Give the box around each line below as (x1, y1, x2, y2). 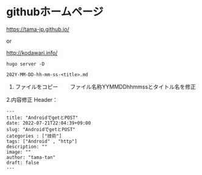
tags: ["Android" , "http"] (6, 138, 78, 145)
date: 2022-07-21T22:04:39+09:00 (6, 120, 91, 126)
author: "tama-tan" (6, 154, 56, 160)
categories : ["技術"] (6, 133, 62, 139)
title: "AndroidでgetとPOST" (6, 115, 78, 121)
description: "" (6, 143, 47, 149)
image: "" (6, 149, 32, 155)
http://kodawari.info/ (6, 49, 58, 56)
